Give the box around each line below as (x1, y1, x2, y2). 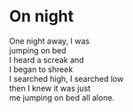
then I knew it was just (9, 83, 91, 93)
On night (9, 6, 74, 27)
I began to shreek (9, 64, 74, 75)
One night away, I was (9, 36, 90, 46)
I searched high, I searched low (9, 73, 124, 84)
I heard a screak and (9, 54, 84, 65)
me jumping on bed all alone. (9, 92, 115, 103)
